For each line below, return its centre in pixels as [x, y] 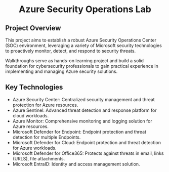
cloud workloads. [31, 115]
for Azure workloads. [34, 148]
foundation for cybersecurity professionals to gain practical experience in [82, 66]
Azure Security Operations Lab [85, 9]
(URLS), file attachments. [39, 158]
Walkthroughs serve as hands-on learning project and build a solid [75, 61]
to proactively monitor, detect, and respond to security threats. [71, 51]
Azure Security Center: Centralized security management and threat [84, 99]
